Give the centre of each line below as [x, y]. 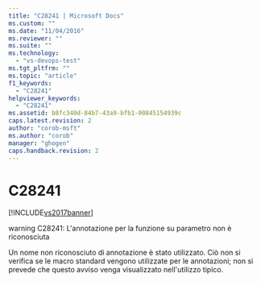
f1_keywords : [30, 83]
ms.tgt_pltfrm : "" [39, 68]
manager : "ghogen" [39, 143]
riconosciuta [29, 237]
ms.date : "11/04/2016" [46, 31]
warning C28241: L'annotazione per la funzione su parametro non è [120, 228]
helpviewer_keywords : [45, 98]
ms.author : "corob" [41, 135]
